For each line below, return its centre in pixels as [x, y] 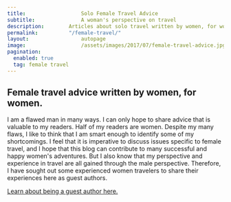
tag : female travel [41, 65]
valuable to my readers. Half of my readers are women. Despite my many [111, 127]
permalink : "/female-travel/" [64, 33]
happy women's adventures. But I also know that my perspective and [105, 156]
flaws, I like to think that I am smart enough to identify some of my [101, 134]
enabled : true [33, 58]
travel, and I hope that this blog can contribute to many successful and [107, 149]
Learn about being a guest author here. [63, 191]
